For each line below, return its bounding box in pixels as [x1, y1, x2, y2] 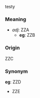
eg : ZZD [5, 79, 21, 85]
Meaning [5, 16, 27, 23]
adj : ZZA [12, 27, 29, 33]
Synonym [5, 68, 28, 74]
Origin [5, 45, 20, 51]
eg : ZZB [19, 32, 35, 38]
